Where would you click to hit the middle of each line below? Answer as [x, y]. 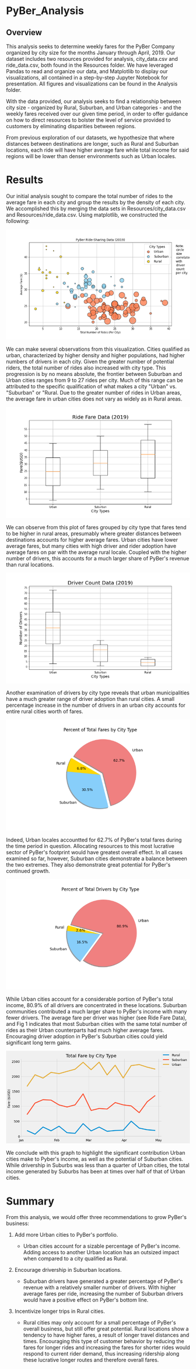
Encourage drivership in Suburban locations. [68, 1270]
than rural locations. [30, 564]
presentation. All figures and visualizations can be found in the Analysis [92, 84]
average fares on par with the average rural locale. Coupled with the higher [96, 552]
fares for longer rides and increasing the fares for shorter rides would [107, 1347]
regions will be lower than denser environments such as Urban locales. [91, 156]
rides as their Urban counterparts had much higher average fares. [85, 1030]
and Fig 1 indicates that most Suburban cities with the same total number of [97, 1024]
